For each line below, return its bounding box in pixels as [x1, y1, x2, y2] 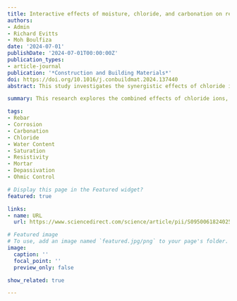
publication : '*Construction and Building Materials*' [7, 69, 172, 76]
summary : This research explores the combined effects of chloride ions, [7, 95, 229, 102]
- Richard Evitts [7, 30, 59, 37]
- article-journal [7, 63, 61, 70]
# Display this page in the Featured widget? [7, 186, 143, 193]
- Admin [7, 23, 30, 30]
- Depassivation [7, 167, 55, 174]
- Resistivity [7, 154, 49, 161]
